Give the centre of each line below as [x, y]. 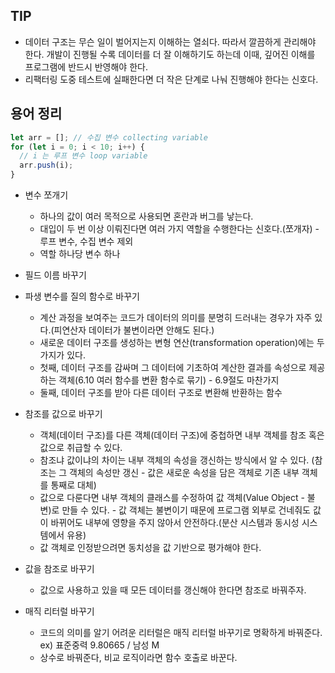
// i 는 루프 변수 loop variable [83, 156]
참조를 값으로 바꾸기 [63, 413]
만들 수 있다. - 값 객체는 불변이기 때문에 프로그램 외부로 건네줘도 [186, 510]
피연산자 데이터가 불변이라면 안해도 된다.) [134, 330]
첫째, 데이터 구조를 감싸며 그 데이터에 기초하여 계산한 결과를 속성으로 [173, 367]
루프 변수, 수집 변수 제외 [86, 241]
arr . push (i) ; [46, 165]
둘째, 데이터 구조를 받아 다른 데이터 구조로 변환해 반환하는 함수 [161, 392]
